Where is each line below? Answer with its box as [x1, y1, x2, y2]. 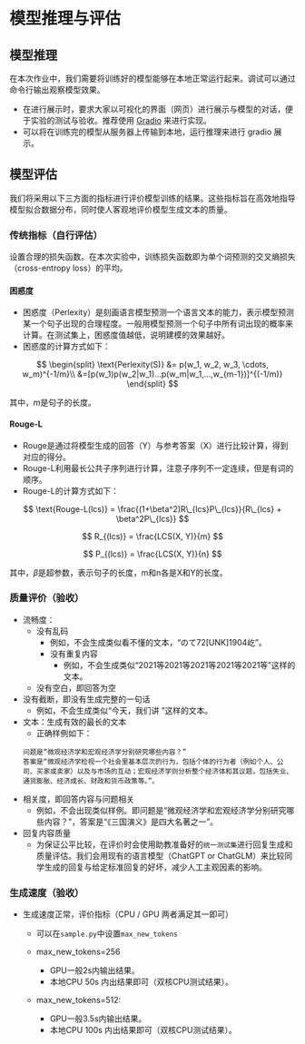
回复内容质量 [22, 827, 71, 838]
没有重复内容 [49, 648, 98, 659]
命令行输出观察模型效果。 [9, 84, 105, 95]
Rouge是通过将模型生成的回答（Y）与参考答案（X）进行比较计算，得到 [22, 439, 289, 450]
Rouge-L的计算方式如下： [22, 485, 120, 496]
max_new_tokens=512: [35, 995, 122, 1006]
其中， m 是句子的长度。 [9, 397, 97, 409]
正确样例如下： [35, 727, 93, 738]
